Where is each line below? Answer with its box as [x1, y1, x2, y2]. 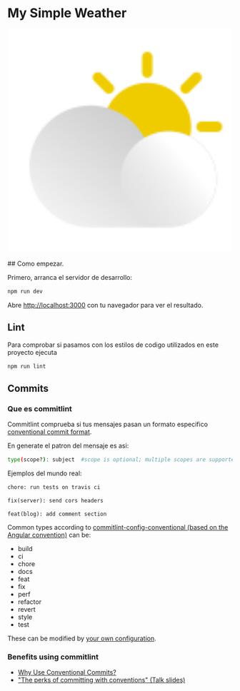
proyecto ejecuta [7, 348, 57, 356]
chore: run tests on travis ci [7, 484, 101, 491]
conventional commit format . [7, 428, 92, 436]
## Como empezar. [7, 259, 64, 268]
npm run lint [7, 363, 46, 370]
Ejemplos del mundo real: [7, 469, 82, 478]
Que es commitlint [7, 403, 73, 413]
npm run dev [7, 288, 43, 295]
